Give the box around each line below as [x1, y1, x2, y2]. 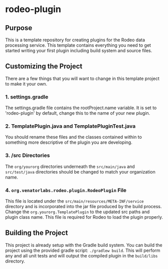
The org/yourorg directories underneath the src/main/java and [5, 163, 135, 169]
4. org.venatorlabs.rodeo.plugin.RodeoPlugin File [5, 187, 127, 194]
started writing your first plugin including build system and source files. [5, 48, 152, 53]
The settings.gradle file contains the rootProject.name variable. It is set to [5, 105, 157, 111]
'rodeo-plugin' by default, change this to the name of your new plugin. [5, 110, 150, 116]
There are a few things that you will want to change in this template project [5, 75, 159, 81]
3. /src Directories [5, 152, 50, 159]
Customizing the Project [5, 62, 83, 71]
